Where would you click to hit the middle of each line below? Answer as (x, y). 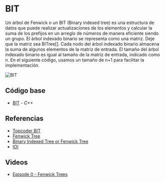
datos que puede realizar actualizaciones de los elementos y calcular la (79, 28)
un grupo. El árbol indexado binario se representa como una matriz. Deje (80, 39)
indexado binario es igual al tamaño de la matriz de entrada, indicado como (82, 54)
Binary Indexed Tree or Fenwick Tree (50, 141)
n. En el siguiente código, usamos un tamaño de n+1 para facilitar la (75, 60)
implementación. (22, 65)
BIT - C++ (23, 103)
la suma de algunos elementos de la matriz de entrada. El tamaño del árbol (82, 49)
